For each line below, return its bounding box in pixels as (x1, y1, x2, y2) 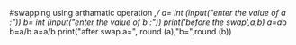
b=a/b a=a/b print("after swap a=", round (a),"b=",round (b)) (9, 26, 232, 36)
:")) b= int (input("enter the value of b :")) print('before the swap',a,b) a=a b (9, 17, 287, 27)
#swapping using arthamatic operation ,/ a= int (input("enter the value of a (9, 8, 286, 18)
